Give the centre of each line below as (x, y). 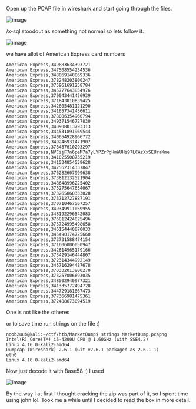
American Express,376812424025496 (49, 219)
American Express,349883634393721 (49, 65)
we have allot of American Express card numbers (66, 54)
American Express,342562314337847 (49, 167)
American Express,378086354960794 (49, 116)
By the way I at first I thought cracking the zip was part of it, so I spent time (97, 394)
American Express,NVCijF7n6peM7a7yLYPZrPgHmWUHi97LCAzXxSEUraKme (88, 152)
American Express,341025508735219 (49, 157)
